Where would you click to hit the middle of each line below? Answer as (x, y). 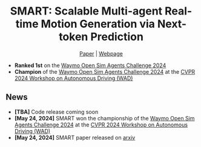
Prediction (117, 37)
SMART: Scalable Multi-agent (86, 11)
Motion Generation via (98, 24)
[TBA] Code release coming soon (56, 112)
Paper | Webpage (101, 53)
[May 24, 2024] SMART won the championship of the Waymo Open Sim (104, 118)
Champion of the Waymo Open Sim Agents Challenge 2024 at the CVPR (105, 71)
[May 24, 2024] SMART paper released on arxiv (75, 137)
